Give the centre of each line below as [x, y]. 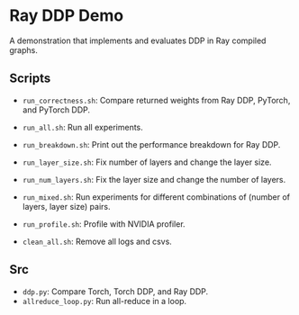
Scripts [30, 79]
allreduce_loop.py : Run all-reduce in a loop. [104, 301]
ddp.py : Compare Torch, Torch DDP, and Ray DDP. [115, 291]
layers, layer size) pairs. [66, 206]
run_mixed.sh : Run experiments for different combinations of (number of [156, 197]
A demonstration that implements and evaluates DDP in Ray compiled [138, 40]
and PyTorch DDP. [56, 110]
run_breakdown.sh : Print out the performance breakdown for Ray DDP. [151, 144]
